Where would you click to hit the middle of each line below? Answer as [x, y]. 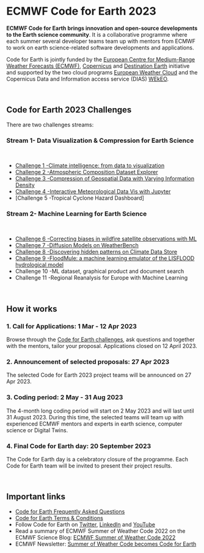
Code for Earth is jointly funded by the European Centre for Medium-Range [101, 59]
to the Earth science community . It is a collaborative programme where [97, 34]
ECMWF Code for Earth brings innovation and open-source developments [102, 28]
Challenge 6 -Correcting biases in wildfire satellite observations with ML [106, 239]
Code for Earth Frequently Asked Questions [70, 511]
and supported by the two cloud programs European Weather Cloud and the [102, 72]
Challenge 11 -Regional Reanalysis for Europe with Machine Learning [101, 278]
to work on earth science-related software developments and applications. [100, 48]
